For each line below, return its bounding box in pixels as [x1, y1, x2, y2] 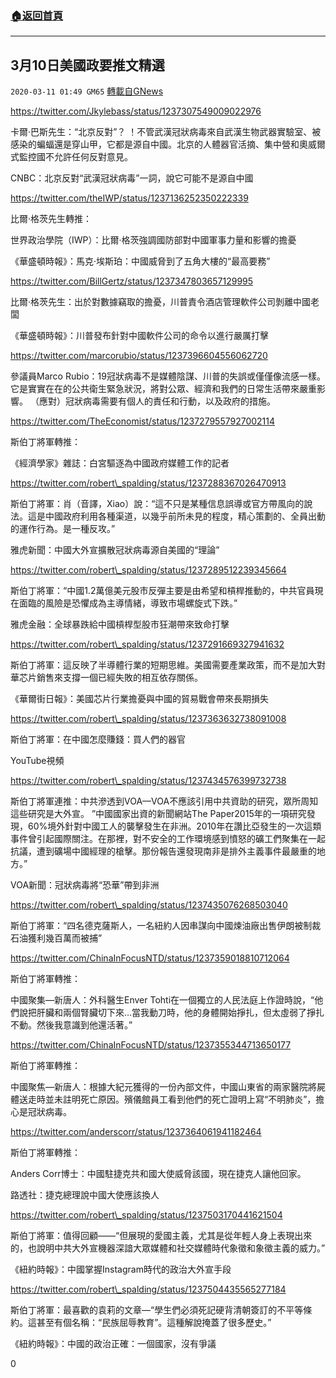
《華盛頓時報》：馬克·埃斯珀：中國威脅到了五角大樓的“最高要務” [10, 255, 271, 267]
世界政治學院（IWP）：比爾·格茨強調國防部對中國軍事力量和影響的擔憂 [10, 234, 297, 246]
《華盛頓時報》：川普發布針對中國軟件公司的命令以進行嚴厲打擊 [10, 330, 269, 342]
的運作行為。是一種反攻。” [10, 523, 116, 535]
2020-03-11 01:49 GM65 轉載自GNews [10, 85, 164, 97]
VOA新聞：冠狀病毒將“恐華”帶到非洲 [10, 879, 160, 891]
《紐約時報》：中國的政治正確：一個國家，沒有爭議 [10, 1338, 217, 1350]
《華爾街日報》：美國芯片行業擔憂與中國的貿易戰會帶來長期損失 [10, 693, 269, 705]
